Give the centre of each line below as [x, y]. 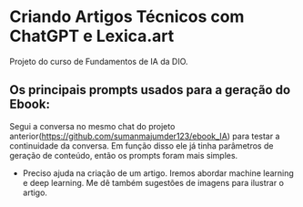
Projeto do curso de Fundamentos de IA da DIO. [99, 61]
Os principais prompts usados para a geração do [150, 90]
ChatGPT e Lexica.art [92, 36]
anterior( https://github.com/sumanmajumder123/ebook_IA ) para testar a [145, 136]
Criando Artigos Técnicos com [127, 17]
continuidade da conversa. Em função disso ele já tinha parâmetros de [141, 145]
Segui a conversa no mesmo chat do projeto [92, 126]
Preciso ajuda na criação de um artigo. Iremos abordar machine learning [158, 173]
